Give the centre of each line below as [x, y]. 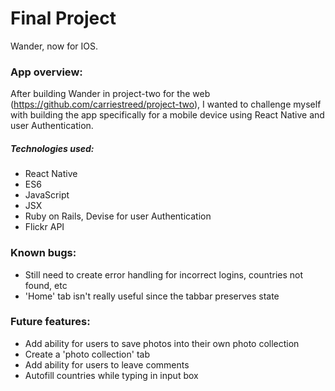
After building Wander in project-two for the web [110, 94]
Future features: [50, 322]
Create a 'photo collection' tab [87, 354]
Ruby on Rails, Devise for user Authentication [118, 216]
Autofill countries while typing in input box [111, 375]
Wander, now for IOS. [54, 46]
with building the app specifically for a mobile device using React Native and [167, 115]
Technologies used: [52, 148]
